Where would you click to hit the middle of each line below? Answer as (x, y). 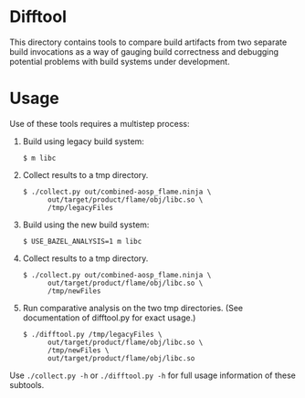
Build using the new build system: (86, 225)
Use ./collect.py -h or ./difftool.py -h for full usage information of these (153, 375)
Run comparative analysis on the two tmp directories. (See (133, 308)
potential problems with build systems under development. (120, 61)
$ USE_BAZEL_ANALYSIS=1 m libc (82, 241)
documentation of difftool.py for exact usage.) (109, 318)
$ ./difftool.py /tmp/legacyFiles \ (92, 334)
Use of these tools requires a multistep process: (100, 123)
